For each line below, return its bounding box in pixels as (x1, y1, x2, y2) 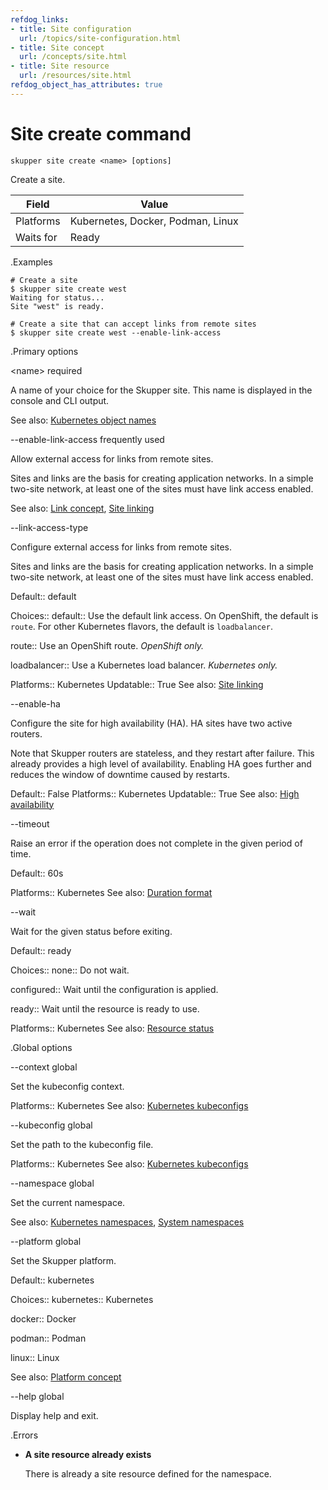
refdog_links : (10, 14, 70, 25)
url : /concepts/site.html (19, 52, 128, 62)
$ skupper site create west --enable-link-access (10, 327, 222, 338)
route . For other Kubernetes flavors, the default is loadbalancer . (10, 620, 273, 632)
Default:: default (10, 590, 77, 602)
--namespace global (10, 1177, 95, 1189)
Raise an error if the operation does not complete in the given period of (10, 837, 303, 849)
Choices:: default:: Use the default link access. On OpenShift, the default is (10, 609, 319, 621)
